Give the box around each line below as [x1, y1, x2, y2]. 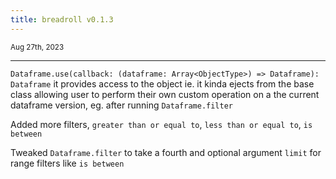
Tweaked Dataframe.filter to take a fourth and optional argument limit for [10, 146, 322, 158]
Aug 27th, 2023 [10, 42, 65, 52]
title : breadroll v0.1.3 [10, 14, 114, 25]
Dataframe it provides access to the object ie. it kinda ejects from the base [10, 77, 315, 90]
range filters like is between [10, 157, 125, 169]
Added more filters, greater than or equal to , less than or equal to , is [10, 118, 313, 130]
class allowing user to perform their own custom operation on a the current [10, 88, 320, 100]
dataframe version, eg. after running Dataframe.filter [10, 99, 233, 111]
